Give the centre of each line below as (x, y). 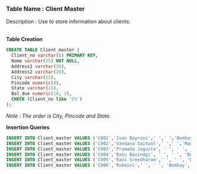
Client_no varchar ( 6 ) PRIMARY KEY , (55, 56)
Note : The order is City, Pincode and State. (59, 116)
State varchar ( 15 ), (35, 88)
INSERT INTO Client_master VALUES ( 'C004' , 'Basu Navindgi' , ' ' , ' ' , (94, 155)
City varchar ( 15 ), (34, 77)
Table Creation (24, 39)
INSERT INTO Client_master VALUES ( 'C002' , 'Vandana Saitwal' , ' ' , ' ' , (94, 143)
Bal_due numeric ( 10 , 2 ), (42, 94)
